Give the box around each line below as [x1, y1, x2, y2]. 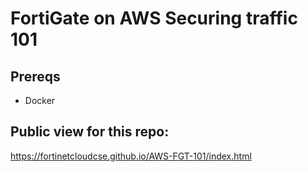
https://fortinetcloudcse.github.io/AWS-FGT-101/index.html [10, 150, 252, 162]
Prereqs [10, 68, 61, 85]
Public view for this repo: [10, 123, 170, 141]
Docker [24, 95, 56, 106]
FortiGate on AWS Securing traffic [10, 7, 298, 30]
